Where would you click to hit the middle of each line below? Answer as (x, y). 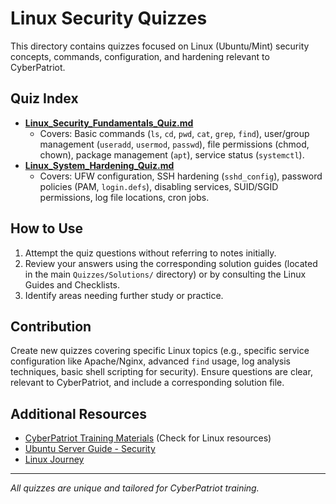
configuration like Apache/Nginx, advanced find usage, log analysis (150, 361)
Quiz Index (44, 98)
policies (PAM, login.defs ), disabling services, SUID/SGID (159, 186)
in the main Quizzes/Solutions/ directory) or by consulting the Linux (165, 274)
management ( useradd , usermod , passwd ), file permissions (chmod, (174, 144)
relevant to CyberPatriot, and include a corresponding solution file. (147, 383)
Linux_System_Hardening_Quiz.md (99, 165)
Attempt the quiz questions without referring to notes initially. (150, 253)
